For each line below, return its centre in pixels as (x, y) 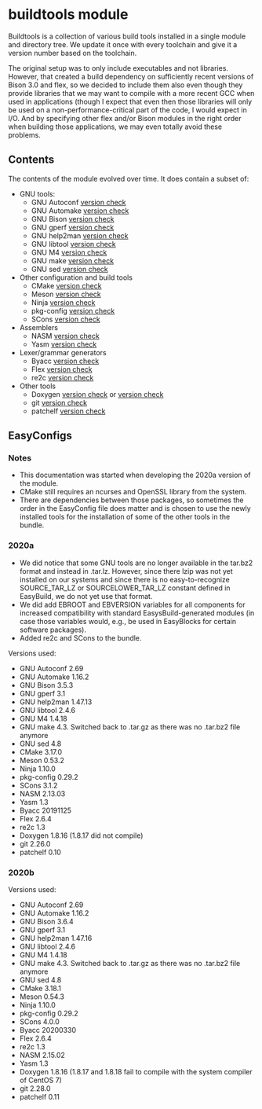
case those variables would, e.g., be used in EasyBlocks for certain (128, 621)
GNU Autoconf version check (79, 202)
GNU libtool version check (73, 244)
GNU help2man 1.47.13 (56, 702)
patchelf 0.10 (40, 852)
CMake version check (66, 285)
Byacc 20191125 (45, 810)
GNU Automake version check (80, 211)
